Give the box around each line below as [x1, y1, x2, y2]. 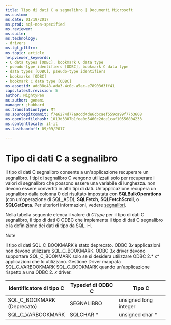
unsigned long [119, 296, 153, 304]
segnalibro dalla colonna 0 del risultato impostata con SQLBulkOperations [5, 191, 161, 197]
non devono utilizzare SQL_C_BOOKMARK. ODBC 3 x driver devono [5, 248, 146, 254]
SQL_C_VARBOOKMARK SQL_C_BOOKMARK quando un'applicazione [5, 264, 150, 270]
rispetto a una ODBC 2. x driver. [5, 269, 72, 276]
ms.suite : [5, 31, 26, 36]
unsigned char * [119, 311, 158, 318]
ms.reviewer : [5, 27, 33, 32]
